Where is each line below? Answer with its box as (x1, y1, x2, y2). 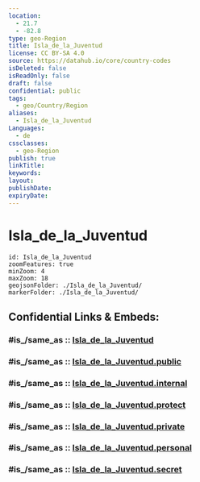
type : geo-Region (8, 34, 67, 43)
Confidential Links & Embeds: (8, 310, 160, 323)
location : (8, 11, 42, 20)
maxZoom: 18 (8, 274, 48, 282)
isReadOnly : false (8, 72, 70, 80)
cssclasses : (8, 139, 48, 148)
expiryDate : (8, 191, 48, 200)
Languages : (8, 124, 45, 132)
